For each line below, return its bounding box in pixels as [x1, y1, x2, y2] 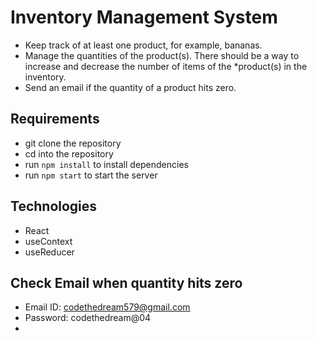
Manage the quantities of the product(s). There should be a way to [24, 49, 300, 61]
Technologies [10, 198, 98, 215]
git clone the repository [24, 137, 122, 149]
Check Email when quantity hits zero [10, 274, 243, 291]
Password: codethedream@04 [24, 312, 152, 324]
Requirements [10, 111, 100, 128]
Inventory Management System [10, 6, 278, 29]
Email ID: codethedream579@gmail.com [24, 301, 191, 313]
